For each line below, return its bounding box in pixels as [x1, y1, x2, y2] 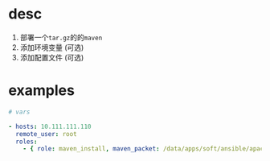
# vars [8, 108, 31, 116]
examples [8, 81, 75, 100]
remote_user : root [15, 130, 78, 138]
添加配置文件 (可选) [19, 52, 84, 62]
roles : [15, 138, 38, 146]
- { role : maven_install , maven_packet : [22, 145, 160, 153]
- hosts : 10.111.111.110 [8, 122, 92, 130]
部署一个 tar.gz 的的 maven [19, 32, 103, 42]
